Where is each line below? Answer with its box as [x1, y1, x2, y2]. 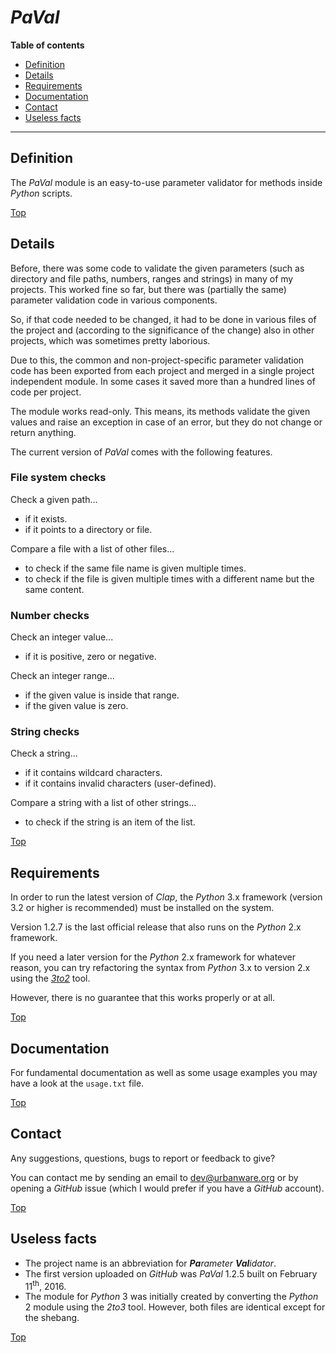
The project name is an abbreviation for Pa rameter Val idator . [24, 1257, 277, 1269]
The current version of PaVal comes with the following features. [10, 446, 273, 458]
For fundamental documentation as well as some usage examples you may [10, 1067, 318, 1079]
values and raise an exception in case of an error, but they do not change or [10, 416, 323, 428]
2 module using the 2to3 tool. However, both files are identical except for [24, 1301, 326, 1313]
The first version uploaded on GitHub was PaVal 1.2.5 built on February [24, 1267, 318, 1280]
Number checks [10, 608, 90, 622]
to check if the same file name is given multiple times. [24, 562, 247, 574]
